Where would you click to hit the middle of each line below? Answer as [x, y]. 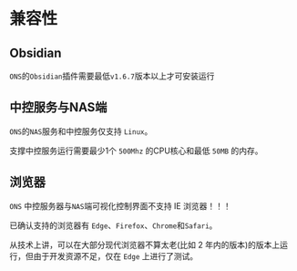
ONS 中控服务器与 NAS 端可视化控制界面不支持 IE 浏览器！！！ [120, 205]
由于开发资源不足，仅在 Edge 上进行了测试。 [116, 255]
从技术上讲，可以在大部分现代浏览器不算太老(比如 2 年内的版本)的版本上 [145, 245]
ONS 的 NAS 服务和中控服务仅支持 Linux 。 [81, 131]
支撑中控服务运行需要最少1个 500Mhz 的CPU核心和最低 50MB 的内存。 [136, 151]
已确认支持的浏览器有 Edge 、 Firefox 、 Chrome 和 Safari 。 [113, 225]
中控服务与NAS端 [58, 107]
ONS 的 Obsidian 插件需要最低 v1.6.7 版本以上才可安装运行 [112, 76]
